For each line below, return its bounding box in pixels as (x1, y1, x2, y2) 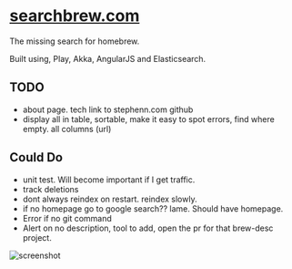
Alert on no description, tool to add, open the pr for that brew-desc (22, 222, 274, 233)
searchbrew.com (9, 5, 140, 26)
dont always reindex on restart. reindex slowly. (22, 193, 197, 204)
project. (22, 232, 52, 243)
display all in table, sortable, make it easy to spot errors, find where (22, 113, 275, 124)
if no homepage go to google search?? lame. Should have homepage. (22, 202, 284, 214)
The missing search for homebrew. (9, 36, 140, 47)
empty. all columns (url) (22, 123, 112, 134)
